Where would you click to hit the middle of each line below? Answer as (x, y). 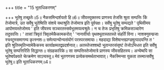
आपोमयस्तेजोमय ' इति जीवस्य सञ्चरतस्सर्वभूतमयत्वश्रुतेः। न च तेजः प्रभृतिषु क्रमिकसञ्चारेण (75, 29)
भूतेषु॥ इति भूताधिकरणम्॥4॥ (28, 62)
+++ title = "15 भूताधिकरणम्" (31, 8)
